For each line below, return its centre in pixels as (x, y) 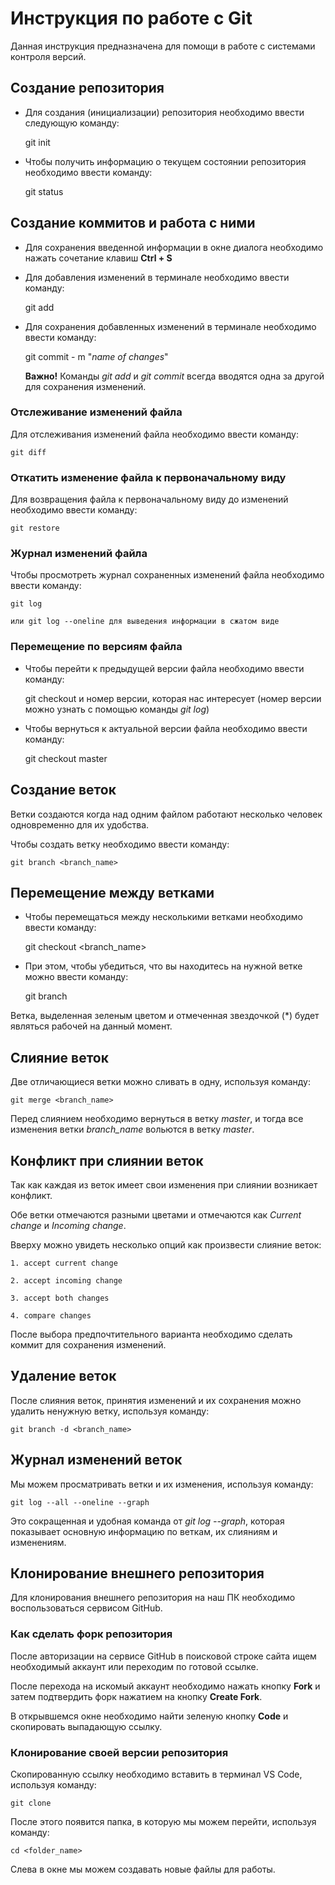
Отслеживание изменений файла (96, 412)
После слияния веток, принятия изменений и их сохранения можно (156, 1400)
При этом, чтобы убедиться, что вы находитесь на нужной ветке (163, 966)
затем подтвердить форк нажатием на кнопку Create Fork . (136, 1696)
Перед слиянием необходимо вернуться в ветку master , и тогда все (157, 1119)
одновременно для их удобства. (80, 824)
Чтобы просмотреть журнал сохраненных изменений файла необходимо (167, 575)
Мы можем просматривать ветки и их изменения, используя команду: (162, 1484)
